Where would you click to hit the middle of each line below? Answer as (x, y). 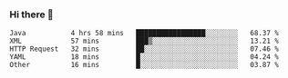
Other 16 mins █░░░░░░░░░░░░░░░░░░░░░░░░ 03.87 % (144, 65)
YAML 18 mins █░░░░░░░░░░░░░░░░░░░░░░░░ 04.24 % (144, 57)
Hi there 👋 (32, 15)
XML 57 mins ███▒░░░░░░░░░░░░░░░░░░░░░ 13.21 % (144, 41)
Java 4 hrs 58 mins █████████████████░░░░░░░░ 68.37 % (144, 34)
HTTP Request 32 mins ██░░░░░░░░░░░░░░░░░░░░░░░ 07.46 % (144, 49)
